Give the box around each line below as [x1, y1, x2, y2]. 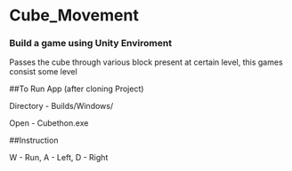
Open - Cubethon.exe [9, 118, 89, 128]
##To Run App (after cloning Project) [9, 83, 144, 94]
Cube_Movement [9, 5, 140, 26]
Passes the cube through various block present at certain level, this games [9, 57, 283, 67]
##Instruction [9, 135, 59, 146]
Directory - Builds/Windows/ [9, 101, 114, 112]
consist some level [9, 66, 77, 77]
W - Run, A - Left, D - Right [9, 152, 109, 163]
